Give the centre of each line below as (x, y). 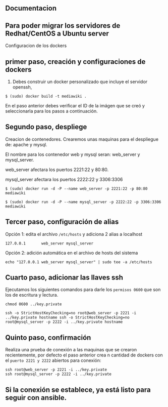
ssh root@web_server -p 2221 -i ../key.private (56, 370)
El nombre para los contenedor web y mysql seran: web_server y (73, 154)
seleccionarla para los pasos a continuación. (52, 111)
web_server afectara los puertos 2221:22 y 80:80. (57, 170)
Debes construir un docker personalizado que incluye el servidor (80, 82)
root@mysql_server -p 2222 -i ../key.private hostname (64, 322)
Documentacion (31, 8)
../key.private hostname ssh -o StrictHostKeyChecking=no (67, 318)
